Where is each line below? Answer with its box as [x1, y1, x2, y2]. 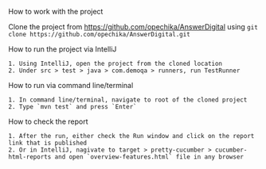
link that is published [8, 139, 88, 147]
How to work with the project [8, 7, 104, 16]
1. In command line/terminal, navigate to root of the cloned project [8, 96, 248, 104]
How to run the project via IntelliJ [8, 44, 117, 54]
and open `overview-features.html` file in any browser [54, 153, 244, 161]
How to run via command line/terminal [8, 81, 134, 90]
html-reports [8, 153, 52, 161]
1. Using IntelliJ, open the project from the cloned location [8, 60, 223, 67]
